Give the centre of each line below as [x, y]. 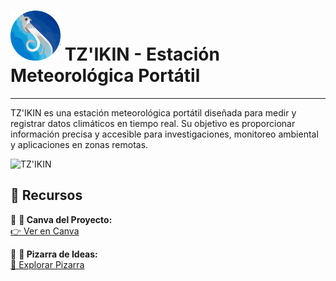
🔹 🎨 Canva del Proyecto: [61, 219]
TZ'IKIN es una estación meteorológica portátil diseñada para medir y [153, 112]
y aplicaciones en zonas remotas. [79, 144]
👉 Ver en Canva [45, 231]
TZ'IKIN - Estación [142, 54]
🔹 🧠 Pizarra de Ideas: [54, 254]
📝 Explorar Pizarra [47, 264]
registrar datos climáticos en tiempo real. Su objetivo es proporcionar [153, 123]
